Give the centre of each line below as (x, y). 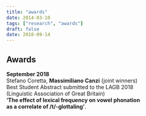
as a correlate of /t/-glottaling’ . (46, 106)
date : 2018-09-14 (28, 35)
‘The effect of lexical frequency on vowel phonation (73, 100)
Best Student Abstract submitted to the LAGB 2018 (70, 87)
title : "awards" (27, 12)
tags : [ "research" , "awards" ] (45, 23)
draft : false (23, 29)
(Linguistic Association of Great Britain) (56, 93)
